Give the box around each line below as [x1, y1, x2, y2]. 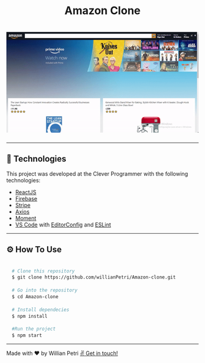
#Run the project [12, 326, 56, 332]
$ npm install [12, 313, 48, 319]
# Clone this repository [12, 268, 75, 274]
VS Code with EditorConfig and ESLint [15, 221, 112, 228]
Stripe [15, 201, 31, 209]
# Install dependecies [12, 307, 70, 313]
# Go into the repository [12, 287, 78, 294]
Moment [15, 214, 37, 222]
